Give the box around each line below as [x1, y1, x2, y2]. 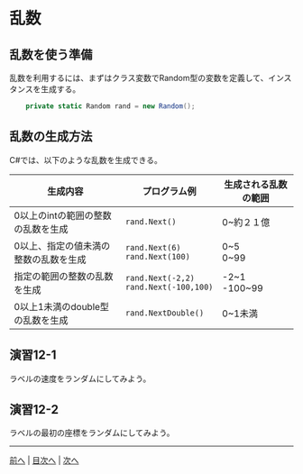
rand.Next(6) [124, 242, 182, 252]
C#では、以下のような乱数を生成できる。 [9, 154, 162, 165]
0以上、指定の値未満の [14, 240, 111, 252]
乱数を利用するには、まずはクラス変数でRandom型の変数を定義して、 [9, 73, 269, 83]
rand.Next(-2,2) [124, 272, 196, 283]
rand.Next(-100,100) [124, 281, 214, 292]
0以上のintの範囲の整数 [14, 209, 112, 222]
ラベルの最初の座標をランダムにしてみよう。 [9, 427, 175, 438]
